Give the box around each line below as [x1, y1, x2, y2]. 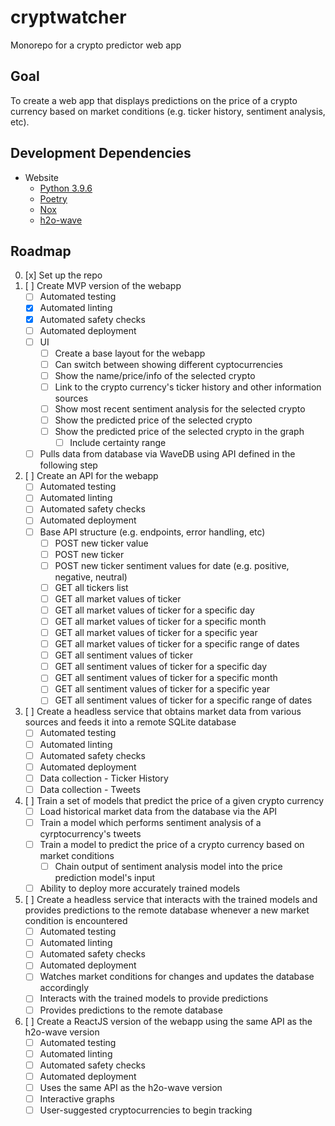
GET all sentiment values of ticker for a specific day [54, 661, 268, 673]
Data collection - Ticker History [39, 772, 169, 784]
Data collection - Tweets [39, 783, 141, 795]
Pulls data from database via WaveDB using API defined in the [39, 448, 296, 460]
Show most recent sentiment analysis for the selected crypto [54, 402, 306, 415]
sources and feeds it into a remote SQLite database [24, 716, 237, 728]
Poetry [39, 192, 68, 205]
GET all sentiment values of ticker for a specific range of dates [54, 694, 313, 706]
